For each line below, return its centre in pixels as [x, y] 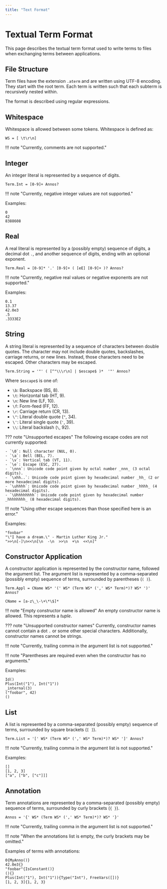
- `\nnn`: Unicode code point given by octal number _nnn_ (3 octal [78, 469]
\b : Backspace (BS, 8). [35, 390]
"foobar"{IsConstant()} [30, 869]
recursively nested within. [32, 92]
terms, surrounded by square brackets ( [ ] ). [51, 730]
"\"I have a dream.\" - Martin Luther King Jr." [57, 537]
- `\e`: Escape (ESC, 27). [33, 464]
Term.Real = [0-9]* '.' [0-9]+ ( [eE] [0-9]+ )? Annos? [64, 268]
